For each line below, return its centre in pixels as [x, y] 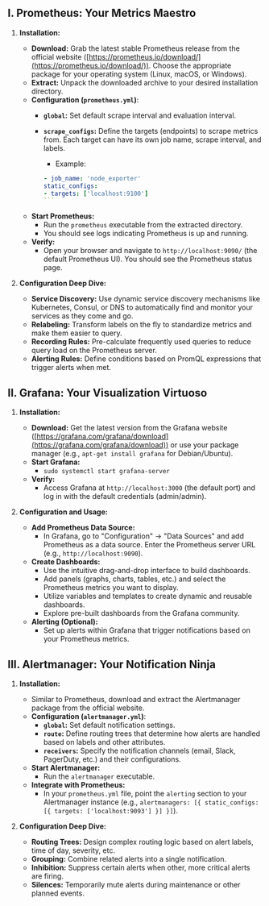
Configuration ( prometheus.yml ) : [85, 99]
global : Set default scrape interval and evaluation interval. [140, 115]
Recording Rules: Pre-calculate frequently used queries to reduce [141, 342]
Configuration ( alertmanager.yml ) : [89, 716]
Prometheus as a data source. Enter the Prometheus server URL [149, 545]
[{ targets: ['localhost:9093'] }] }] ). [111, 810]
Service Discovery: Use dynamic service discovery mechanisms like [146, 299]
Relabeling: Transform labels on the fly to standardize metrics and [141, 325]
